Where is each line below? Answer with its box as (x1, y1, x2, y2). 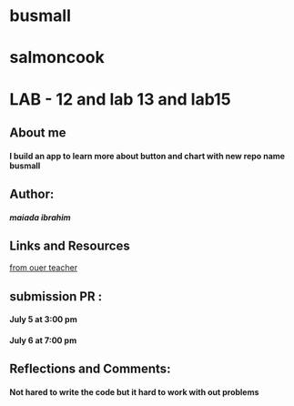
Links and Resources (9, 238, 130, 253)
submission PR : (9, 289, 103, 304)
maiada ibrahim (9, 211, 71, 223)
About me (9, 125, 66, 140)
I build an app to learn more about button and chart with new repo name (9, 150, 285, 161)
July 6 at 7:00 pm (9, 334, 77, 346)
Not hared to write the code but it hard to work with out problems (9, 386, 259, 397)
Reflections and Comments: (9, 361, 171, 377)
